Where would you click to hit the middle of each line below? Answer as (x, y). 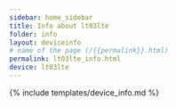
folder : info (33, 34)
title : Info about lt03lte (59, 26)
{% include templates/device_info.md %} (84, 92)
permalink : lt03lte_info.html (65, 59)
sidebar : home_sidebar (51, 17)
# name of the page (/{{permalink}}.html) (89, 51)
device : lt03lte (39, 68)
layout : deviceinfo (45, 42)
